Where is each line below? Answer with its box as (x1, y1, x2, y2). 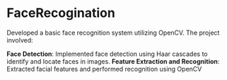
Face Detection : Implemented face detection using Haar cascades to (6, 50, 208, 58)
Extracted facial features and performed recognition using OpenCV (6, 64, 202, 73)
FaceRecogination (6, 5, 116, 21)
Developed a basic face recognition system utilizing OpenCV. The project (6, 28, 220, 37)
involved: (6, 35, 33, 44)
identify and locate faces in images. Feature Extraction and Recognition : (6, 57, 220, 65)
